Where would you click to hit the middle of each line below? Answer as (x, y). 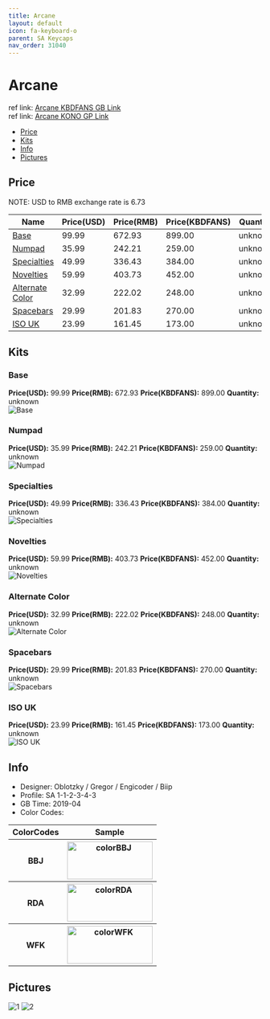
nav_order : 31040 (37, 46)
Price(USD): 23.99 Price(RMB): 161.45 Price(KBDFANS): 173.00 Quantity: (131, 725)
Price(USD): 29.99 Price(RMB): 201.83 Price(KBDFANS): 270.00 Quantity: (133, 670)
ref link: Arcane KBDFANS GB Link (65, 108)
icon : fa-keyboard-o (43, 31)
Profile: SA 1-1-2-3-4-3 (58, 796)
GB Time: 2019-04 (51, 804)
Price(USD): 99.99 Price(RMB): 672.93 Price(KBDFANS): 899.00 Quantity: (134, 393)
